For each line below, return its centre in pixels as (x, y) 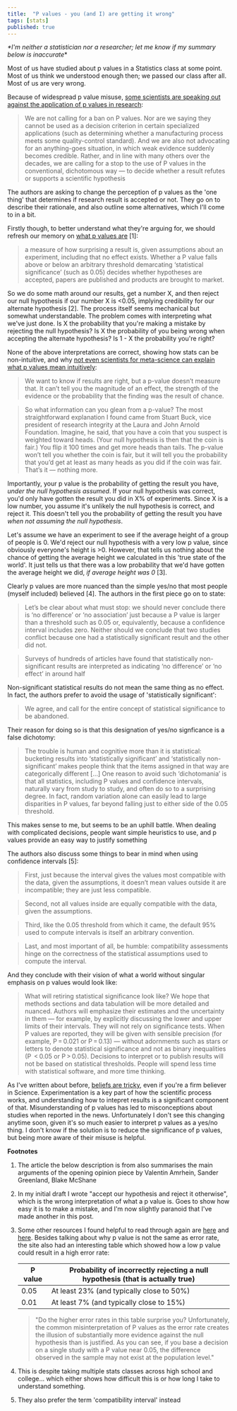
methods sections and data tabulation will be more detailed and (117, 1004)
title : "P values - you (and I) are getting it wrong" (91, 14)
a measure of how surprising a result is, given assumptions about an (124, 250)
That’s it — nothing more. (61, 470)
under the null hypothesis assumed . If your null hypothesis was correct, (111, 491)
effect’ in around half (55, 674)
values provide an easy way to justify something (77, 840)
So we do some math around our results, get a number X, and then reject (113, 294)
